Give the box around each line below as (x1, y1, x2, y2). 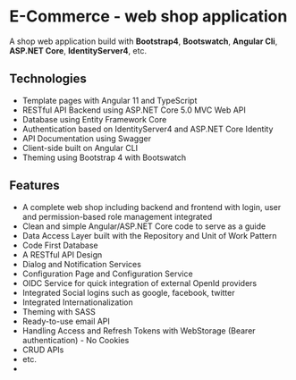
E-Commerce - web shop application (9, 6, 288, 27)
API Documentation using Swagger (21, 132, 152, 144)
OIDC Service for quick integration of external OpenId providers (21, 277, 258, 288)
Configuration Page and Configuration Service (21, 268, 194, 279)
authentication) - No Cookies (21, 334, 130, 345)
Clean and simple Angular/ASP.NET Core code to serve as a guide (21, 221, 266, 232)
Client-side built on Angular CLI (21, 142, 139, 153)
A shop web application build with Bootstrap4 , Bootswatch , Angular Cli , (9, 36, 278, 46)
